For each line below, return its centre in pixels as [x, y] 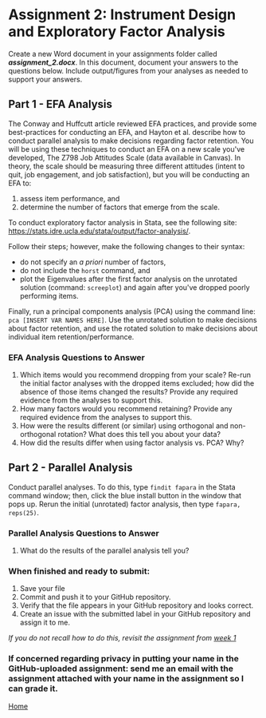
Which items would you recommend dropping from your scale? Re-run [135, 375]
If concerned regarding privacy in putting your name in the [123, 659]
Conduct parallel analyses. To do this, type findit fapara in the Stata [122, 487]
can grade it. [33, 688]
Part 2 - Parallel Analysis [70, 468]
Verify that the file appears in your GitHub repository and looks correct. [137, 605]
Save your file [42, 589]
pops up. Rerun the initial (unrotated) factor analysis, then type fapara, [125, 504]
